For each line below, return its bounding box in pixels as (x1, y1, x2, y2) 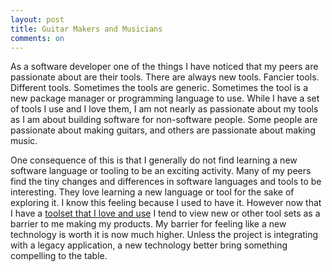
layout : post (10, 14, 65, 25)
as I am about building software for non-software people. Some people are (10, 114, 318, 126)
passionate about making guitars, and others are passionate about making (10, 124, 316, 136)
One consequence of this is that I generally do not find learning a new (10, 154, 298, 166)
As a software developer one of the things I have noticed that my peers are (10, 61, 319, 73)
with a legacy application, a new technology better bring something (10, 239, 288, 251)
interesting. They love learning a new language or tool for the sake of (10, 186, 295, 198)
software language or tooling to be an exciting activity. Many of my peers (10, 165, 312, 177)
